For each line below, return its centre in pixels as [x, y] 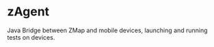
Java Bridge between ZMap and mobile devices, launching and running [107, 30]
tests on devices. [31, 37]
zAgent [28, 12]
